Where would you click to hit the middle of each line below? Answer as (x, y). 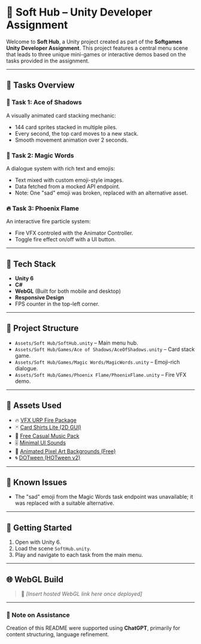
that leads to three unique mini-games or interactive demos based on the (96, 54)
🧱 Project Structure (42, 329)
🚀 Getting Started (39, 528)
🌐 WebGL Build (35, 579)
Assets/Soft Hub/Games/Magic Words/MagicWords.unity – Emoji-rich (97, 362)
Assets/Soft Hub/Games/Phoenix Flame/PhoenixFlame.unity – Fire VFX (100, 375)
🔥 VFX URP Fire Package (45, 420)
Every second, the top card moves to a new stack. (77, 133)
